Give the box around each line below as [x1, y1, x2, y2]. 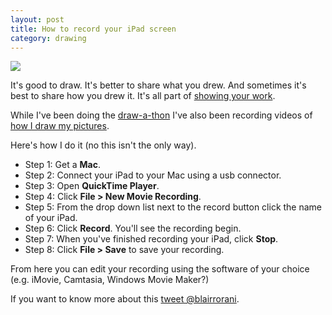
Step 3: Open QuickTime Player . [24, 180, 160, 192]
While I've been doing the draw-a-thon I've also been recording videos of [10, 109, 313, 121]
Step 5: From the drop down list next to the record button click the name [24, 201, 323, 213]
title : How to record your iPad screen [10, 24, 177, 34]
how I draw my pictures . [10, 120, 110, 132]
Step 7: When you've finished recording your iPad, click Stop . [24, 233, 279, 245]
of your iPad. [24, 212, 78, 224]
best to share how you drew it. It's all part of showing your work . [10, 90, 276, 102]
